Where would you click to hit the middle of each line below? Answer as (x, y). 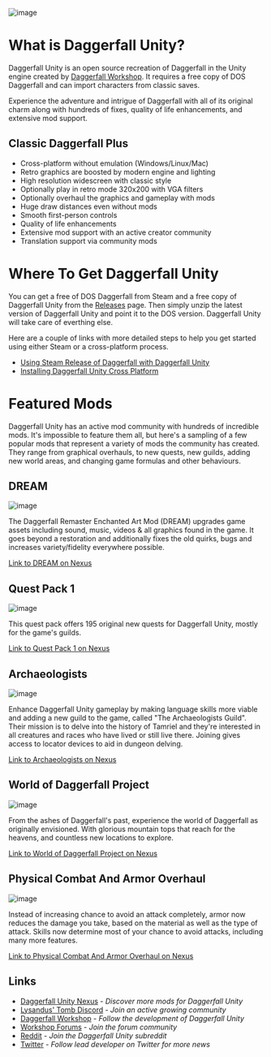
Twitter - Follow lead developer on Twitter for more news (115, 1044)
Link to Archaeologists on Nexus (62, 760)
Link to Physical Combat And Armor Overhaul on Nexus (101, 955)
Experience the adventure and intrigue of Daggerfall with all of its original (131, 101)
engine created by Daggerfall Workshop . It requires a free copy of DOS (127, 76)
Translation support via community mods (89, 240)
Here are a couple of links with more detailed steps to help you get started (132, 338)
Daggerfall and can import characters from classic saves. (104, 84)
